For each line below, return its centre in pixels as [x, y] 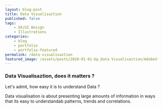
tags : [10, 23]
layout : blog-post [24, 9]
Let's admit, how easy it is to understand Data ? [53, 86]
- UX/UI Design [29, 28]
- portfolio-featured [35, 50]
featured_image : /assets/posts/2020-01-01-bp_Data [57, 59]
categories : [17, 37]
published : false [23, 18]
